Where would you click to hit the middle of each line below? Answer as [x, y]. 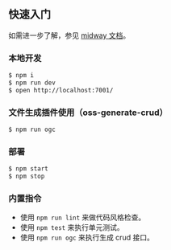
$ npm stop [27, 176]
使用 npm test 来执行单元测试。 [72, 227]
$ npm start [28, 169]
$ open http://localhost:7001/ [61, 90]
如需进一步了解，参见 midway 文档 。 [69, 35]
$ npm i [21, 76]
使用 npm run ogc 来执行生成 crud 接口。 [87, 238]
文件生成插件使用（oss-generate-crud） [88, 113]
